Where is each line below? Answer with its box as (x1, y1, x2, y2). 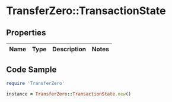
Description (52, 45, 86, 53)
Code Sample (6, 65, 57, 75)
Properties (6, 28, 46, 38)
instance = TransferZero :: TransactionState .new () (6, 91, 132, 97)
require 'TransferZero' (6, 80, 65, 86)
